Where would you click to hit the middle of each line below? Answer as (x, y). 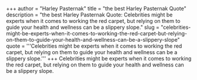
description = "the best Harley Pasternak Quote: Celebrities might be (89, 15)
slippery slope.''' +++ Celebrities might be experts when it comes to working (99, 59)
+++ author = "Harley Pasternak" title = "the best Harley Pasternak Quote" (96, 9)
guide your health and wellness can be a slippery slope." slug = (83, 27)
